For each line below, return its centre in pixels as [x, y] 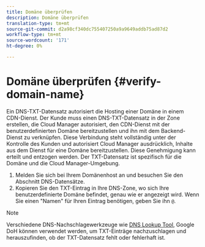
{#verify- [138, 81]
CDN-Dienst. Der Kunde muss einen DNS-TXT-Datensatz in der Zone [93, 118]
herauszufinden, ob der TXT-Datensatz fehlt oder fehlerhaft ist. [86, 237]
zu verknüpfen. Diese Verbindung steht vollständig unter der [100, 137]
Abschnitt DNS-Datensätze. [50, 181]
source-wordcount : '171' [38, 40]
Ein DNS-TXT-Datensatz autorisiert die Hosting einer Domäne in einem [95, 111]
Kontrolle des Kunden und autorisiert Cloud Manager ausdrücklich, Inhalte [99, 143]
